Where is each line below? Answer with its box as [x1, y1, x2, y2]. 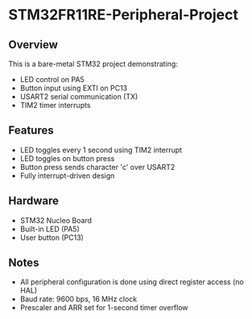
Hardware [8, 194, 59, 208]
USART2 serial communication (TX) [19, 92, 138, 101]
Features [8, 123, 54, 138]
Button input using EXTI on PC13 [19, 83, 128, 93]
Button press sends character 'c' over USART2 [19, 162, 176, 172]
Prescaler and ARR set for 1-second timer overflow [19, 303, 188, 313]
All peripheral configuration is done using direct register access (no [19, 277, 244, 287]
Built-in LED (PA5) [19, 224, 81, 234]
